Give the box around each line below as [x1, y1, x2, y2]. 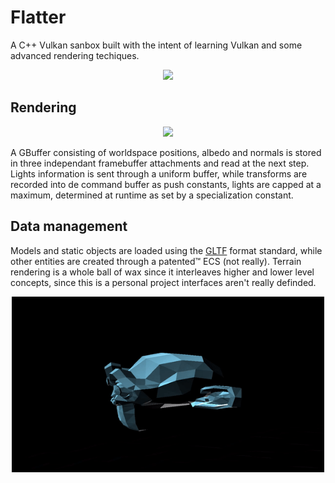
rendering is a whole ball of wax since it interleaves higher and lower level [10, 266, 315, 278]
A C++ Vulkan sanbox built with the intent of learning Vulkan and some [10, 39, 303, 51]
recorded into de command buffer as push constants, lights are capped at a [10, 178, 322, 190]
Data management [10, 218, 128, 235]
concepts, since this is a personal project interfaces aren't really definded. [10, 276, 317, 288]
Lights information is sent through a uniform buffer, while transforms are [10, 167, 308, 180]
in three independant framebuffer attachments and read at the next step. [10, 157, 310, 169]
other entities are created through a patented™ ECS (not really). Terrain [10, 255, 302, 267]
